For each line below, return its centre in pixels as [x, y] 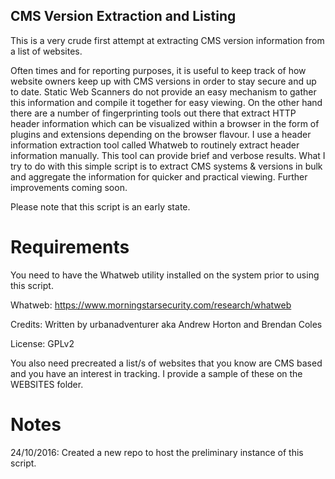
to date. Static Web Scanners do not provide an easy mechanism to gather [163, 91]
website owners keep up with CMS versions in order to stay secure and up [163, 81]
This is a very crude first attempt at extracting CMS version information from [167, 40]
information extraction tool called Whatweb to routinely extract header [155, 145]
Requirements [70, 247]
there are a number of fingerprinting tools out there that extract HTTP [153, 113]
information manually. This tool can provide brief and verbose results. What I [168, 155]
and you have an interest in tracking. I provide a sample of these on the [156, 373]
